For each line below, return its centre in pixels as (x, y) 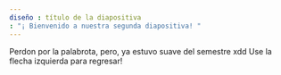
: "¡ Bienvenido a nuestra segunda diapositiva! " (105, 26)
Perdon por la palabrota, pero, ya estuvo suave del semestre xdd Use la (140, 51)
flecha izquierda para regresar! (66, 61)
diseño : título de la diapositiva (75, 17)
